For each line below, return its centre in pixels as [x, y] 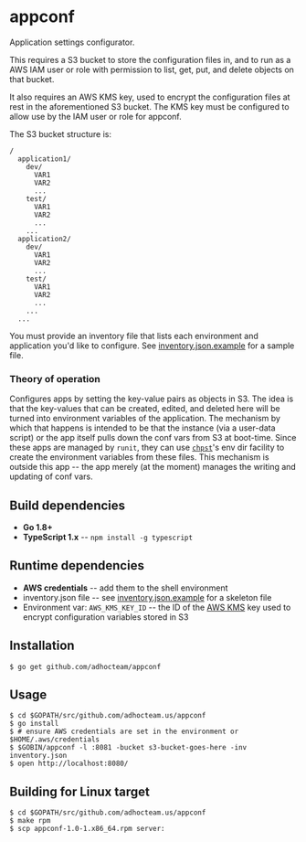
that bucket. [32, 79]
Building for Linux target [80, 791]
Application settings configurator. [72, 42]
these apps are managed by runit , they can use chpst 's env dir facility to [147, 448]
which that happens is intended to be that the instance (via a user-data [142, 428]
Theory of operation [55, 378]
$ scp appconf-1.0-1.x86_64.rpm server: [88, 829]
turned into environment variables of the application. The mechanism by [145, 419]
